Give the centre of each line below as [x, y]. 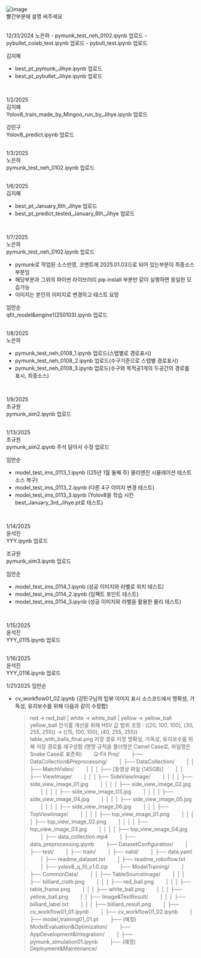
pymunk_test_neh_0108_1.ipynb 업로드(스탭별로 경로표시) [83, 353]
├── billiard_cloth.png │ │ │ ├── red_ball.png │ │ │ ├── [110, 882]
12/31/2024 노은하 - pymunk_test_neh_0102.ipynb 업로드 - [77, 35]
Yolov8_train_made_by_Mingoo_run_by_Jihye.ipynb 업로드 [77, 114]
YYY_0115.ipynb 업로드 [33, 640]
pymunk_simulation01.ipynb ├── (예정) [83, 942]
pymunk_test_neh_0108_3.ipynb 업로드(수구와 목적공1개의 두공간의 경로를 [102, 368]
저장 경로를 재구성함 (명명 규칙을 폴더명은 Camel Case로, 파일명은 [113, 747]
